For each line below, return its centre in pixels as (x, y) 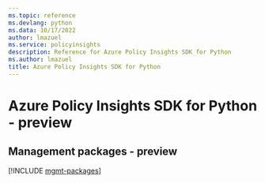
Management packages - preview (93, 152)
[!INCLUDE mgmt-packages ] (55, 170)
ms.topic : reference (42, 15)
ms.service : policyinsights (55, 45)
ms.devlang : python (40, 23)
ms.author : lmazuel (40, 60)
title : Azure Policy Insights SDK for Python (84, 67)
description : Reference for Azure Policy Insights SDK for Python (120, 52)
